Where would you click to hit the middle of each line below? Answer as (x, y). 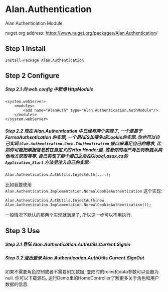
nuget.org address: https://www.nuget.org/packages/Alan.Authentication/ (81, 33)
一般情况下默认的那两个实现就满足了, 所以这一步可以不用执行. (69, 215)
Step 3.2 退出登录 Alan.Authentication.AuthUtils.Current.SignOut (75, 258)
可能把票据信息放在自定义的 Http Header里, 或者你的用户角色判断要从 (86, 150)
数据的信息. (17, 284)
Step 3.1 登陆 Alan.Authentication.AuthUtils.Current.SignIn (68, 244)
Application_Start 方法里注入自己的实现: (48, 162)
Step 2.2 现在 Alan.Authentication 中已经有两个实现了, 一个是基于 (74, 131)
